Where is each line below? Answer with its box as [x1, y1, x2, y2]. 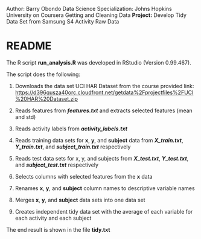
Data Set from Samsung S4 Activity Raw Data [6, 18, 120, 25]
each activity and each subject [14, 214, 92, 221]
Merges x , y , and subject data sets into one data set [14, 196, 146, 203]
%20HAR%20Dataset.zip [14, 95, 78, 102]
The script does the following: [6, 71, 80, 78]
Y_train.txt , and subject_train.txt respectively [14, 143, 131, 150]
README [6, 39, 52, 53]
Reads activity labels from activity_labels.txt [14, 125, 128, 132]
